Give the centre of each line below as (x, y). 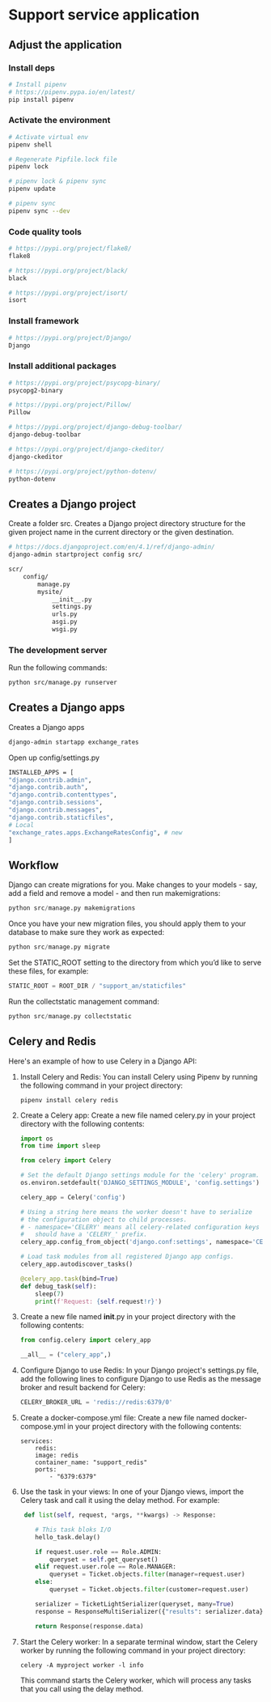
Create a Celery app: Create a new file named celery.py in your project (138, 1115)
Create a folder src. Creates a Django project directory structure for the (127, 524)
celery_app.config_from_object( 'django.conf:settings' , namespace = (136, 1242)
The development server (58, 650)
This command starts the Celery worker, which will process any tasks (136, 1680)
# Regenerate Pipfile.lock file (63, 159)
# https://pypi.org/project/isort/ (68, 293)
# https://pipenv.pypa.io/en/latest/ (72, 92)
